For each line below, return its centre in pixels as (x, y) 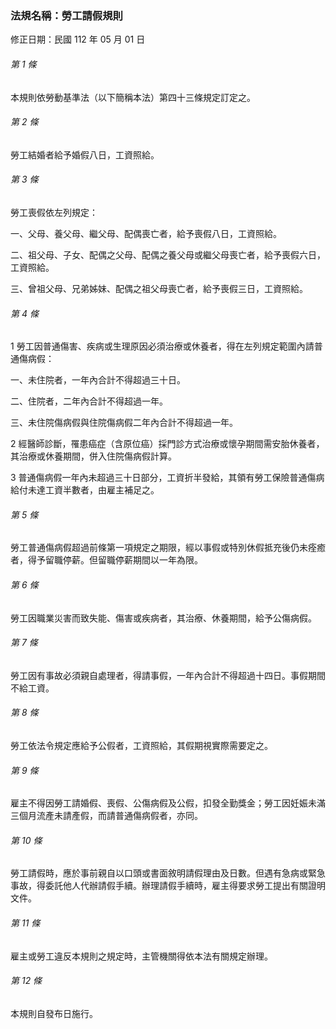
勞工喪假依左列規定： (54, 212)
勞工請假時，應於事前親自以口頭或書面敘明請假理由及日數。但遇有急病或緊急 (168, 873)
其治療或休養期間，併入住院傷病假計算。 (93, 456)
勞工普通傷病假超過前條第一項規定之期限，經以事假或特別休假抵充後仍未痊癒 (168, 548)
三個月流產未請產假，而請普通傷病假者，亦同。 (106, 816)
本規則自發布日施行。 (54, 1013)
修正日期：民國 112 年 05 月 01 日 (78, 39)
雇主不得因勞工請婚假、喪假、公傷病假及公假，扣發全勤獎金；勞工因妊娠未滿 (168, 803)
